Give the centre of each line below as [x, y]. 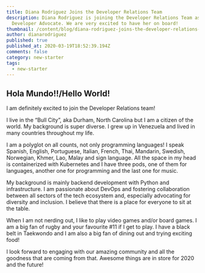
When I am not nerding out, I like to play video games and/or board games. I [102, 220]
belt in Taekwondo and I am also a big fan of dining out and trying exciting [99, 233]
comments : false [27, 52]
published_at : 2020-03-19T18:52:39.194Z [59, 46]
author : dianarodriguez [37, 35]
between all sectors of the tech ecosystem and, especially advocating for [99, 195]
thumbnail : [20, 29]
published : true [27, 40]
